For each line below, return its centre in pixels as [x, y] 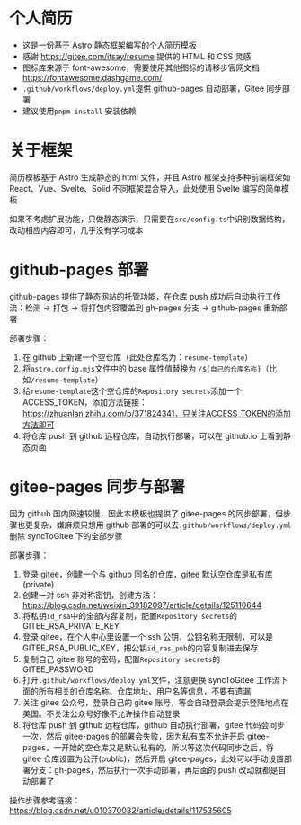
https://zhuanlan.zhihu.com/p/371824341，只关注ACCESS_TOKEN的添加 [157, 413]
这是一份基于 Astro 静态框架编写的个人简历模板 [109, 45]
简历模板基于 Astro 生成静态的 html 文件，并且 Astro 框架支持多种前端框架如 [150, 177]
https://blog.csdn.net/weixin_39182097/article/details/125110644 [142, 605]
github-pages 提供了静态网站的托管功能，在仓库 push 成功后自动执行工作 [145, 296]
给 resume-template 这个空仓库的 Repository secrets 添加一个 [132, 390]
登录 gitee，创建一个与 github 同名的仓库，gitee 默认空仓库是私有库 [147, 574]
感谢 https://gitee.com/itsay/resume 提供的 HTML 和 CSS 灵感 [137, 56]
